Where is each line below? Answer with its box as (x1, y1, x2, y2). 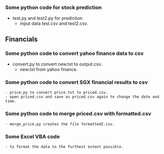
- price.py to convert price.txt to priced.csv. (5, 90, 108, 95)
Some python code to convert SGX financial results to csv (5, 78, 148, 85)
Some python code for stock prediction (5, 4, 102, 11)
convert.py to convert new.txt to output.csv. (12, 61, 103, 67)
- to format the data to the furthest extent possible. (5, 144, 124, 149)
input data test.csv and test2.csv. (19, 20, 88, 26)
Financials (5, 35, 38, 43)
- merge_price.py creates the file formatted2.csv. (5, 121, 115, 127)
